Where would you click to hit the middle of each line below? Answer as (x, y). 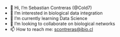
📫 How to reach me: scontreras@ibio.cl (51, 29)
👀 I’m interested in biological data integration (56, 13)
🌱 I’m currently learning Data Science (49, 18)
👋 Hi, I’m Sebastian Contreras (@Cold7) (51, 8)
